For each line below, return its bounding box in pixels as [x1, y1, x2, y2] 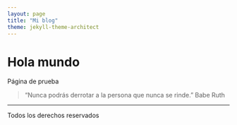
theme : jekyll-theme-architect [7, 23, 99, 30]
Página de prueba [7, 77, 59, 85]
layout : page [7, 10, 46, 18]
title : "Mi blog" [7, 17, 59, 24]
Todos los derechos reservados [7, 111, 99, 120]
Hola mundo [7, 54, 80, 70]
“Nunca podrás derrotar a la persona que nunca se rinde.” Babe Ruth [24, 91, 226, 100]
